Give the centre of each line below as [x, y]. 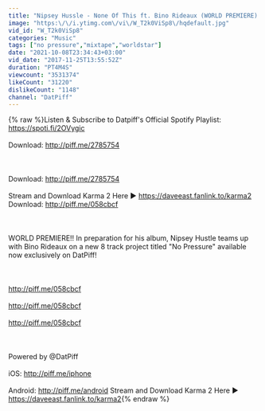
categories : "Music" [43, 38]
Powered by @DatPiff [43, 357]
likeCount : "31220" [41, 82]
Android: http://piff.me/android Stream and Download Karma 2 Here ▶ [123, 390]
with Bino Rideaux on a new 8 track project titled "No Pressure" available [127, 247]
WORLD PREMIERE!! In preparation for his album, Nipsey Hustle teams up [129, 238]
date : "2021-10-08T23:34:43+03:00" [67, 53]
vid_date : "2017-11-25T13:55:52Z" [66, 61]
